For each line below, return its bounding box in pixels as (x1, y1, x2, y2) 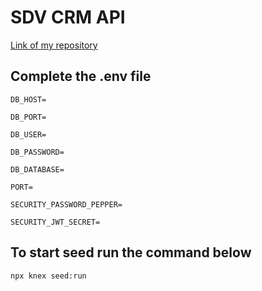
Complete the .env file (10, 68, 152, 85)
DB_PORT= (10, 112, 47, 122)
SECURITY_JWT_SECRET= (10, 217, 101, 227)
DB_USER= (10, 129, 47, 140)
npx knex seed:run (10, 271, 87, 281)
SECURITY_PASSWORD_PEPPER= (10, 199, 123, 210)
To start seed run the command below (10, 244, 252, 261)
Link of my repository (10, 39, 98, 51)
